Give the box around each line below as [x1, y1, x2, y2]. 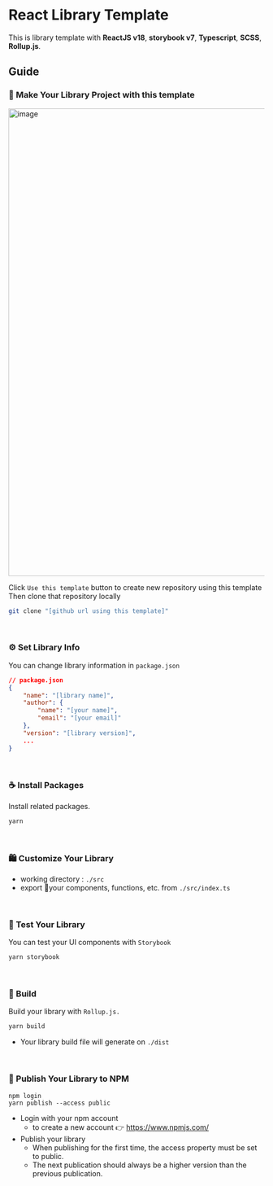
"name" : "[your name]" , [37, 707, 118, 715]
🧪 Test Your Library [8, 918, 85, 930]
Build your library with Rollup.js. [8, 1007, 120, 1017]
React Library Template [8, 6, 169, 24]
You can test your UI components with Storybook [8, 938, 171, 947]
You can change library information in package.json [8, 660, 180, 670]
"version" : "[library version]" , [23, 729, 136, 737]
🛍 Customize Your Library [8, 852, 114, 864]
